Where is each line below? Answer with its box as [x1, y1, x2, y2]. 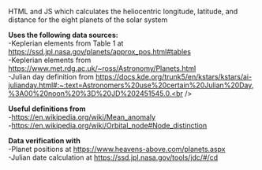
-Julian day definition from [8, 72, 95, 81]
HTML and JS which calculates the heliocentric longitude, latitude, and [8, 7, 238, 16]
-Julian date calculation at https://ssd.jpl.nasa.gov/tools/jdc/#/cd [8, 153, 219, 162]
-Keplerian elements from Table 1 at [8, 39, 124, 48]
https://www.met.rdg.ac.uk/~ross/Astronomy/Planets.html [8, 64, 196, 73]
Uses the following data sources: [8, 31, 118, 39]
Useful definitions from [8, 104, 86, 113]
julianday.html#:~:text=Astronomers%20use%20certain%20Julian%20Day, [8, 80, 254, 90]
